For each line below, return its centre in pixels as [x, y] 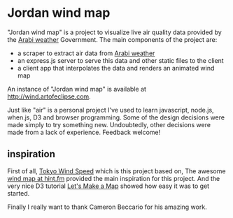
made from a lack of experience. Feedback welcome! [84, 132]
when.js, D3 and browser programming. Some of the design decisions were [116, 117]
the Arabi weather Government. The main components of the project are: [112, 39]
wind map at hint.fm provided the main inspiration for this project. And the [114, 178]
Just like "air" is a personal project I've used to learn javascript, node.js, [111, 110]
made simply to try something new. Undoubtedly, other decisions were [109, 124]
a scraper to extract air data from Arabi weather [86, 53]
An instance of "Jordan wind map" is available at [77, 89]
